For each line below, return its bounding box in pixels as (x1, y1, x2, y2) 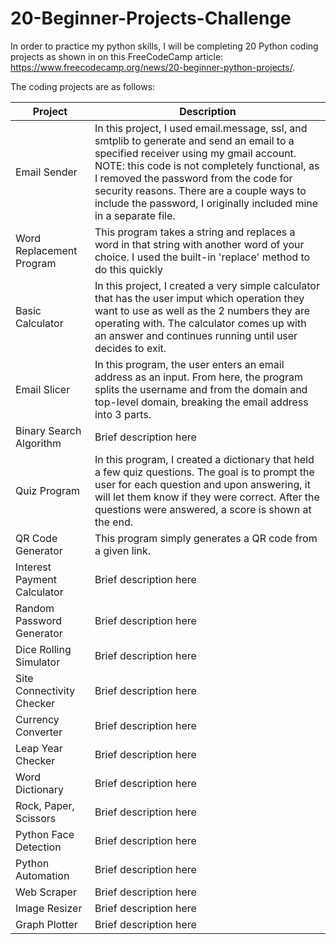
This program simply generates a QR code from (94, 531, 318, 545)
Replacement (15, 243, 78, 257)
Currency (15, 712, 60, 726)
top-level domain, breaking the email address (94, 395, 309, 409)
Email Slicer (15, 382, 71, 396)
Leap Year (15, 741, 63, 755)
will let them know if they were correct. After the (94, 490, 320, 504)
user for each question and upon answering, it (94, 477, 311, 491)
